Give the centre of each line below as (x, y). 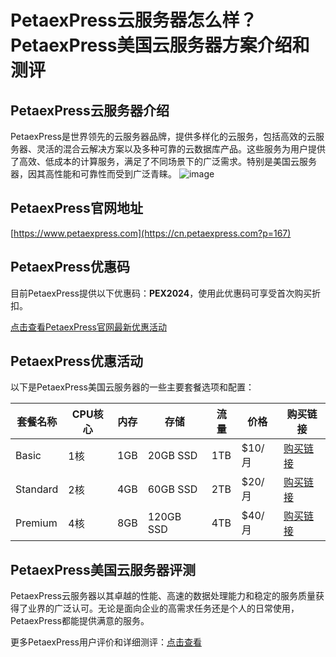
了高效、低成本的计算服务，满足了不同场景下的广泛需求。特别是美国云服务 (163, 161)
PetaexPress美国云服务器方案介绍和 (160, 45)
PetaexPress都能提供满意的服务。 (80, 621)
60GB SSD (172, 489)
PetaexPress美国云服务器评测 (103, 569)
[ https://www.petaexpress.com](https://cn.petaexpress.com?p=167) (151, 233)
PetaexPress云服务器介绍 (90, 110)
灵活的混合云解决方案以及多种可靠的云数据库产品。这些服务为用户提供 (181, 149)
